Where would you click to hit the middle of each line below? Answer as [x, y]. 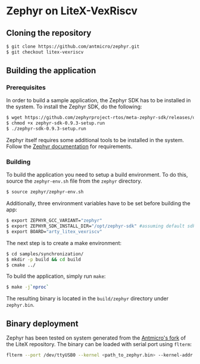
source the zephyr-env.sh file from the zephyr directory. [74, 181]
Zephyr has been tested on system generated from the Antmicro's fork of [96, 338]
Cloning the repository [49, 33]
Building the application [51, 70]
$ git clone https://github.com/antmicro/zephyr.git [73, 46]
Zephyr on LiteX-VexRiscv [72, 11]
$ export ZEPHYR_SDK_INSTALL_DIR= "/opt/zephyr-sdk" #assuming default [96, 226]
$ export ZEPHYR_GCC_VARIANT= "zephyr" [54, 221]
